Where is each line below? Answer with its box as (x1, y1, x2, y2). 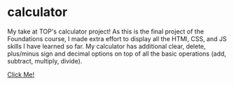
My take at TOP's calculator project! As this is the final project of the (7, 27, 205, 36)
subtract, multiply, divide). (7, 56, 83, 65)
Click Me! (7, 70, 35, 79)
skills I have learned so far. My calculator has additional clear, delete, (7, 42, 206, 50)
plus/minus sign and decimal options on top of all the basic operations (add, (7, 49, 226, 58)
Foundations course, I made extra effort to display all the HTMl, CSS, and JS (7, 34, 227, 42)
